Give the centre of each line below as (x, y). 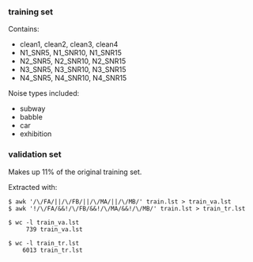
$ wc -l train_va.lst (44, 222)
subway (32, 108)
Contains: (24, 29)
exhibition (36, 134)
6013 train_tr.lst (53, 250)
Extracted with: (33, 187)
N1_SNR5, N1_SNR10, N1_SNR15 (71, 53)
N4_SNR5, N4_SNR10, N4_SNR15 (73, 78)
